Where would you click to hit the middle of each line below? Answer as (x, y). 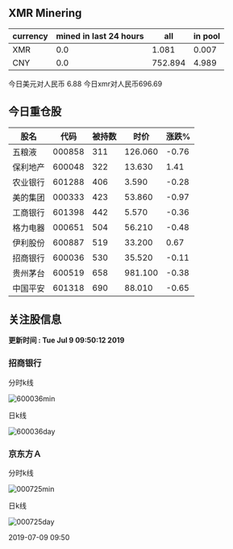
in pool (206, 36)
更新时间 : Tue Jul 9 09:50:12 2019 (67, 340)
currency (30, 36)
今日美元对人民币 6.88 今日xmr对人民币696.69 (85, 83)
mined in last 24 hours (100, 36)
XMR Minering (45, 13)
